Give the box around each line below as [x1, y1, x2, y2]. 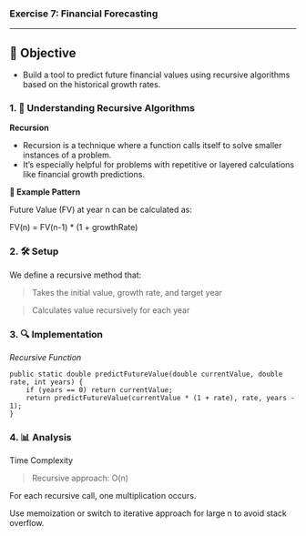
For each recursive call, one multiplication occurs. [9, 490, 197, 501]
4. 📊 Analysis [9, 430, 72, 443]
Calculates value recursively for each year [31, 304, 190, 316]
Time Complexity [9, 455, 74, 466]
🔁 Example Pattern [9, 187, 81, 197]
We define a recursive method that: [9, 269, 142, 280]
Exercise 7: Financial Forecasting [9, 7, 158, 20]
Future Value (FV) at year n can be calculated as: [9, 204, 193, 216]
